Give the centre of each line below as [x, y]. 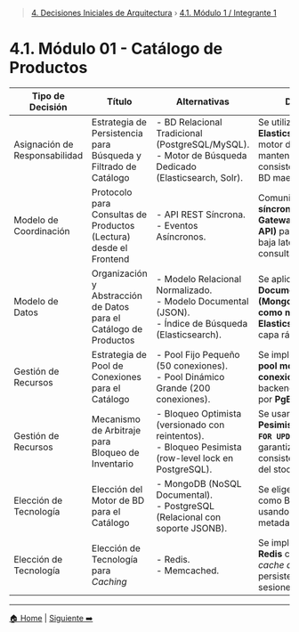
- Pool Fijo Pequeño [198, 354]
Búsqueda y [117, 155]
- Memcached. [188, 571]
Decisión [48, 107]
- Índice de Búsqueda [202, 323]
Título [119, 101]
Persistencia [118, 133]
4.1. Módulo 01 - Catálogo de [116, 49]
